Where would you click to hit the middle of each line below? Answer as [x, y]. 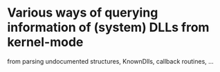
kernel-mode [45, 42]
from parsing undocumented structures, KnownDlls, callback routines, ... [111, 61]
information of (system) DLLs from [108, 27]
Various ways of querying [83, 13]
